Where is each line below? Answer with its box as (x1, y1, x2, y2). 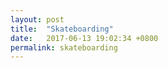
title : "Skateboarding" (10, 24, 114, 34)
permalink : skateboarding (10, 42, 118, 53)
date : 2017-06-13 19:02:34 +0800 (10, 33, 159, 43)
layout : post (10, 14, 65, 25)
